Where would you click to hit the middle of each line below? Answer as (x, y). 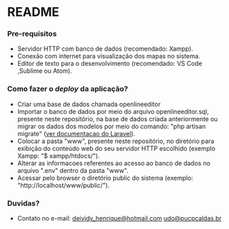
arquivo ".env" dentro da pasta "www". (73, 170)
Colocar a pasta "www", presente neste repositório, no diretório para (116, 141)
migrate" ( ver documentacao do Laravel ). (76, 133)
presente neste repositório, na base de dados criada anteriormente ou (118, 119)
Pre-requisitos (32, 34)
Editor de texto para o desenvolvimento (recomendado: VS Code (110, 64)
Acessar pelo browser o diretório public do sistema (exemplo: (105, 178)
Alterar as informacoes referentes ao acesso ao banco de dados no (113, 163)
